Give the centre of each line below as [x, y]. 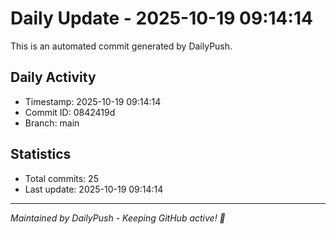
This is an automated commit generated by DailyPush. [121, 46]
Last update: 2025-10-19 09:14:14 [94, 189]
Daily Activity [53, 77]
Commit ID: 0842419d [70, 112]
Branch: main [52, 123]
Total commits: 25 [61, 178]
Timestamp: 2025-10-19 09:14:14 [93, 101]
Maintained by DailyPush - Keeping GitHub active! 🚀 [118, 218]
